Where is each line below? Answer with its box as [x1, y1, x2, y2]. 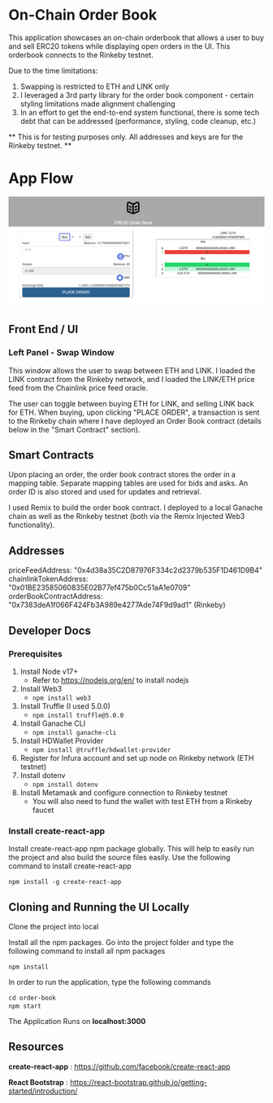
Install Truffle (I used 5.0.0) [19, 701, 111, 710]
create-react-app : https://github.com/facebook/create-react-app [8, 1061, 231, 1071]
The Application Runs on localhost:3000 [8, 1017, 146, 1026]
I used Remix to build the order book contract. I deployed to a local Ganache [8, 503, 263, 512]
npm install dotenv [32, 780, 99, 789]
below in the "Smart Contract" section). [8, 424, 141, 434]
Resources [8, 1040, 64, 1054]
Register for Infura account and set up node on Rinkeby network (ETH [19, 753, 254, 762]
